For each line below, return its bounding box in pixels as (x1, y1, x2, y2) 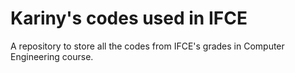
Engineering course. (10, 50, 94, 62)
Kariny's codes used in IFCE (10, 7, 248, 30)
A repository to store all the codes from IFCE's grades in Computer (10, 40, 285, 52)
